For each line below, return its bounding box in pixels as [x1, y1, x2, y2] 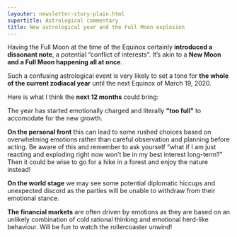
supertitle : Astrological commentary [7, 17, 119, 24]
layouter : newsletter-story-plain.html [7, 10, 125, 18]
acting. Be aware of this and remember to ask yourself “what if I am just [7, 143, 216, 151]
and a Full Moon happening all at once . [7, 58, 122, 67]
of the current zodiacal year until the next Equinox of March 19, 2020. [7, 79, 212, 88]
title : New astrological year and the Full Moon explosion [7, 23, 185, 30]
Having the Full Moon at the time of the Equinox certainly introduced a [7, 43, 213, 52]
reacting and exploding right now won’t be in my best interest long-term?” [7, 150, 223, 159]
